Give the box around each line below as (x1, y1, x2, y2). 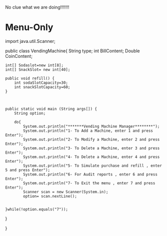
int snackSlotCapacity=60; (14, 84, 70, 89)
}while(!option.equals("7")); (5, 207, 68, 212)
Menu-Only (5, 22, 53, 33)
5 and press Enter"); (5, 167, 50, 173)
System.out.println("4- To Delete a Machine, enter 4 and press (23, 154, 160, 159)
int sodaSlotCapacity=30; (14, 80, 68, 85)
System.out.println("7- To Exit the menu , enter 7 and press (23, 181, 155, 186)
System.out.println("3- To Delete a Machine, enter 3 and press (23, 146, 160, 151)
